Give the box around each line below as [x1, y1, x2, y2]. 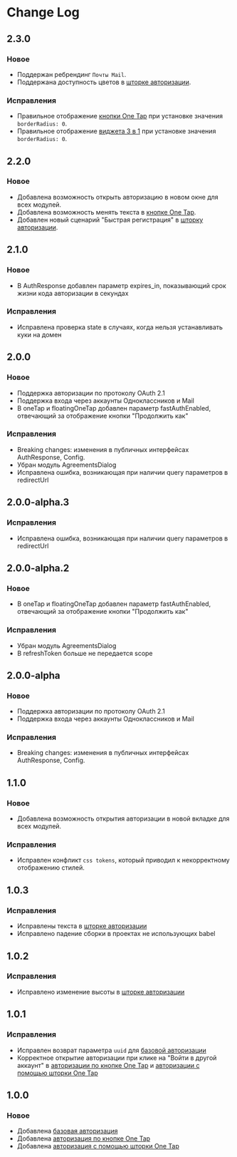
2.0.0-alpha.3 [6, 496, 70, 508]
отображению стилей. [16, 863, 85, 872]
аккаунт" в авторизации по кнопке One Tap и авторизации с [16, 1061, 200, 1069]
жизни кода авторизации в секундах [16, 289, 129, 297]
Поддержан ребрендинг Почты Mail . [16, 70, 127, 78]
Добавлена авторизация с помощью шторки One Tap [16, 1142, 179, 1151]
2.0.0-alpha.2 [6, 562, 70, 574]
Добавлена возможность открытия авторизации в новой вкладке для [16, 814, 230, 823]
